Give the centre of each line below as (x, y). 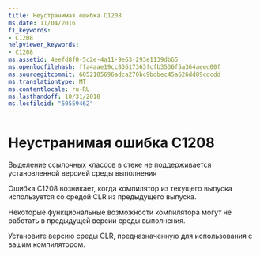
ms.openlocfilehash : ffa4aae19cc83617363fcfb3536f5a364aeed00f (115, 67)
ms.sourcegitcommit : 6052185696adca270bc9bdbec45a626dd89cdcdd (115, 74)
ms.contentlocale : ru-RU (49, 89)
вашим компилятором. (47, 244)
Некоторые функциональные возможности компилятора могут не (120, 212)
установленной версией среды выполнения (83, 173)
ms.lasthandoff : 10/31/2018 (55, 96)
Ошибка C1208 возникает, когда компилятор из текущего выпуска (121, 189)
